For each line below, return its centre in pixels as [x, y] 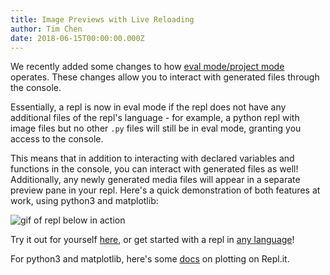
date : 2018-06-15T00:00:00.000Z [77, 38]
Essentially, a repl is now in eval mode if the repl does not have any [148, 107]
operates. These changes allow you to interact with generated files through [165, 77]
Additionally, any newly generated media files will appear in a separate [155, 180]
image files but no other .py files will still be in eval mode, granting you [156, 128]
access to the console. [57, 139]
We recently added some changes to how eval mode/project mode [147, 67]
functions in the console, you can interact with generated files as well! [154, 169]
